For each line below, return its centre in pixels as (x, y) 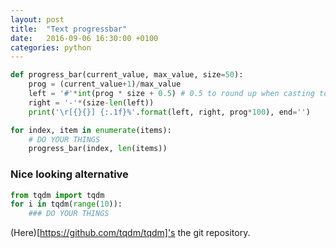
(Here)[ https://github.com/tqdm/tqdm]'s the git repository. (130, 233)
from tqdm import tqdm (57, 195)
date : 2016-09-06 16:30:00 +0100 (84, 38)
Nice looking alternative (69, 174)
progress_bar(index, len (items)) (98, 149)
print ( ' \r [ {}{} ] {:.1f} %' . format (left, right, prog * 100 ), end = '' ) (169, 112)
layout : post (37, 19)
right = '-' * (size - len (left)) (91, 102)
